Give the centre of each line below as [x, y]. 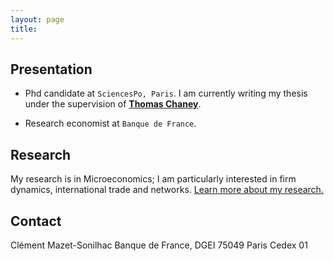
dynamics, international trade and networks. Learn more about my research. [167, 190]
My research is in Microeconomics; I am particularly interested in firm [153, 179]
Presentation [51, 69]
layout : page [37, 19]
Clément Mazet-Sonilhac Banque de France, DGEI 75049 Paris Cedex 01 [159, 245]
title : [24, 29]
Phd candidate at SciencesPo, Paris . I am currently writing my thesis [166, 93]
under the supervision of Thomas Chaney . [113, 104]
